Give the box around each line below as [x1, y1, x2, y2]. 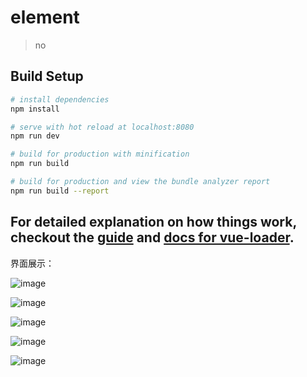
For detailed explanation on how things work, [10, 214, 297, 231]
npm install [10, 104, 60, 114]
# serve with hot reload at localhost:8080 [10, 122, 195, 132]
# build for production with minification [10, 149, 190, 160]
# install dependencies [10, 94, 110, 105]
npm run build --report [10, 186, 110, 196]
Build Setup [10, 68, 84, 85]
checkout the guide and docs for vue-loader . [10, 229, 295, 246]
